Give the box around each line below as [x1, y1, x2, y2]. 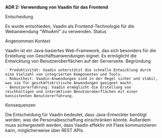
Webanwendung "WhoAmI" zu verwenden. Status [5, 29, 107, 34]
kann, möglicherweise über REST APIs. [5, 128, 84, 133]
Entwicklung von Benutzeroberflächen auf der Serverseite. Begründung [5, 58, 151, 64]
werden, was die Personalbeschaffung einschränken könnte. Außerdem [5, 117, 151, 123]
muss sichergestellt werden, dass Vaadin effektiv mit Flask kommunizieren [5, 122, 157, 128]
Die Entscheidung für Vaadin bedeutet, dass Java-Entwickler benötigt [5, 112, 147, 117]
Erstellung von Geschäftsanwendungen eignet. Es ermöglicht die [5, 53, 137, 59]
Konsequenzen [5, 102, 36, 108]
